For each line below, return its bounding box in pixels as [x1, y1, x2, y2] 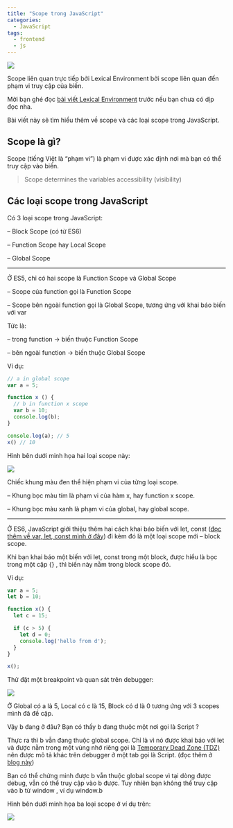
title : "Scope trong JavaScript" [7, 10, 104, 17]
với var [7, 308, 27, 316]
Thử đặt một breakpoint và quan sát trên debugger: [7, 676, 154, 684]
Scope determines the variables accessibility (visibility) [24, 175, 182, 184]
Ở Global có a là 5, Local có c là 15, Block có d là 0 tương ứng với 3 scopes [7, 702, 220, 710]
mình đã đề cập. [7, 710, 53, 718]
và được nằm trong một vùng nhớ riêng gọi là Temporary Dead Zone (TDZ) [7, 743, 221, 752]
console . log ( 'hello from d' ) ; [19, 637, 107, 644]
